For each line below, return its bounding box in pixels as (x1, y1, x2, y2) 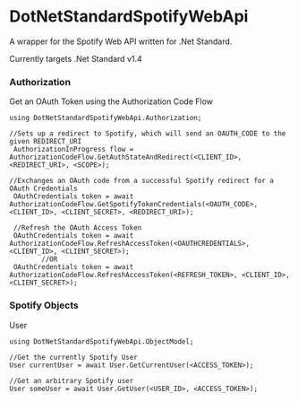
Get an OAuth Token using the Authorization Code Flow (9, 96, 213, 107)
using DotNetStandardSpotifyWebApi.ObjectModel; (9, 336, 194, 346)
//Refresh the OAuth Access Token (13, 223, 142, 232)
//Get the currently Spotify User (9, 353, 139, 362)
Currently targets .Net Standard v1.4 (9, 53, 143, 64)
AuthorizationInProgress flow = (13, 145, 134, 154)
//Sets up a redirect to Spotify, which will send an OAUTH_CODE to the (9, 129, 286, 138)
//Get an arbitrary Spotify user (9, 376, 134, 385)
